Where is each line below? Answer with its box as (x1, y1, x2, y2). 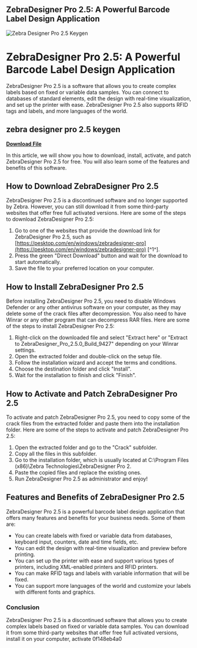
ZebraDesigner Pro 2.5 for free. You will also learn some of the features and (6, 158, 190, 165)
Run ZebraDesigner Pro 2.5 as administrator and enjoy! (14, 475, 148, 482)
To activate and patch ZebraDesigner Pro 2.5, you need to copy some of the (6, 414, 190, 421)
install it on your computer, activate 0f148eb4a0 (6, 636, 122, 643)
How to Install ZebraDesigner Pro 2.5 (6, 282, 144, 292)
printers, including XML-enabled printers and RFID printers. (14, 563, 159, 570)
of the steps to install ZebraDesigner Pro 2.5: (6, 323, 115, 330)
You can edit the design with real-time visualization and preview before (14, 544, 187, 551)
